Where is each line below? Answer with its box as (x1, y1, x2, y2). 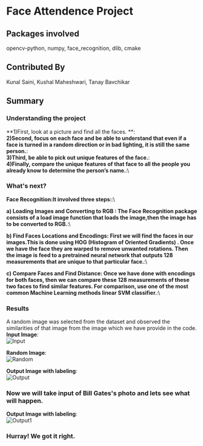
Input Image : (6, 331, 39, 338)
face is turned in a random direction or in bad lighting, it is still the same (6, 141, 190, 148)
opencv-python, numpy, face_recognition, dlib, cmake (6, 44, 141, 52)
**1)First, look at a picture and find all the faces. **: (6, 128, 135, 135)
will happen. (6, 397, 44, 405)
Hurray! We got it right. (6, 432, 76, 441)
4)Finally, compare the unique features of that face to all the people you (6, 160, 191, 168)
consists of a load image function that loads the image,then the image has (6, 214, 197, 221)
